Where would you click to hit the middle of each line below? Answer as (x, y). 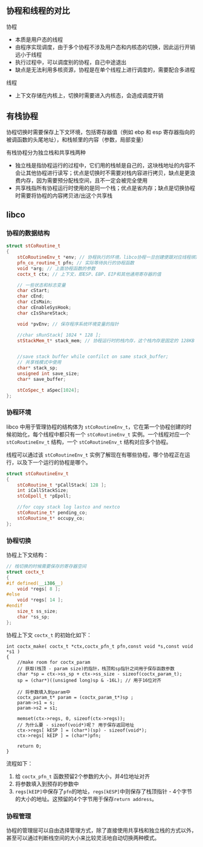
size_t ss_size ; (38, 612)
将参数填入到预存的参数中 (47, 784)
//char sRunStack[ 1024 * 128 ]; (59, 335)
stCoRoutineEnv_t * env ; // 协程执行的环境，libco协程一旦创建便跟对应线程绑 (106, 258)
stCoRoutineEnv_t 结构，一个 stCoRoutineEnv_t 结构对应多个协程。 (89, 442)
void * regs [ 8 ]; (39, 589)
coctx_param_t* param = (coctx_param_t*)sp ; (76, 697)
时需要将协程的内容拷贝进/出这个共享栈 (64, 195)
